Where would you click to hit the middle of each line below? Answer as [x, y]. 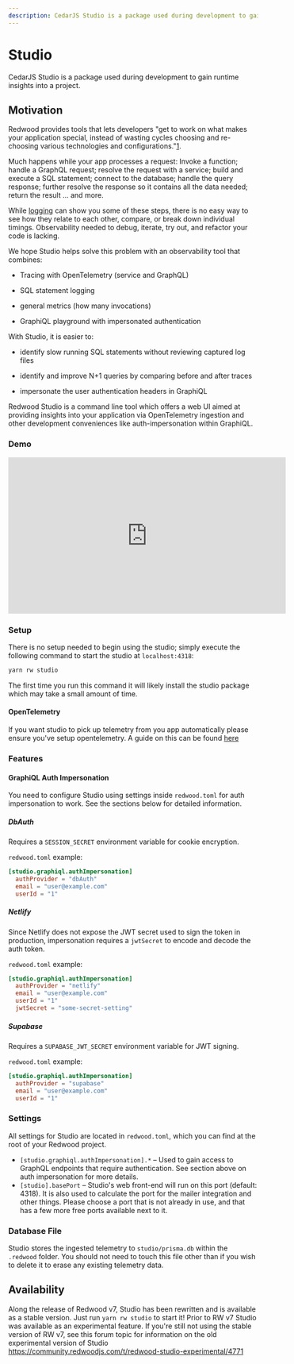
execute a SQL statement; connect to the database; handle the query [121, 179]
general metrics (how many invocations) [86, 306]
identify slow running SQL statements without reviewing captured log [132, 352]
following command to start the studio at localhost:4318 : [101, 655]
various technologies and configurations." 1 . [111, 146]
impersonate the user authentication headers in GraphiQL [113, 391]
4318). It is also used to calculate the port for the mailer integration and [136, 1193]
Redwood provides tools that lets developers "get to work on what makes [128, 129]
